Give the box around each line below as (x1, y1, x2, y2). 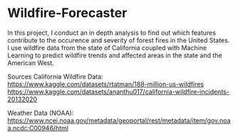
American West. (7, 58, 55, 67)
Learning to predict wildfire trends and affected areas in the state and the (7, 51, 222, 60)
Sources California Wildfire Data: (7, 72, 103, 81)
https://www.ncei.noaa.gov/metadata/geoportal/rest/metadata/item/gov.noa (7, 116, 231, 125)
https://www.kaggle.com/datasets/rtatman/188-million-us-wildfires (7, 79, 205, 88)
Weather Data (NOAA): (7, 109, 74, 117)
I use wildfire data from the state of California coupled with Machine (7, 43, 207, 52)
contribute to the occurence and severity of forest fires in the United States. (7, 35, 230, 44)
